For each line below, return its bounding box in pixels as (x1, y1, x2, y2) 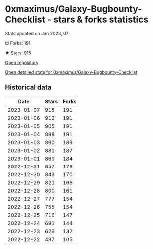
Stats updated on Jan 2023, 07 (5, 30, 69, 36)
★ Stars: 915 (5, 50, 31, 56)
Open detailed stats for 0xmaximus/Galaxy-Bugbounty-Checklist (5, 69, 138, 75)
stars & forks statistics (53, 14, 149, 25)
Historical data (5, 83, 52, 92)
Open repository (5, 59, 39, 65)
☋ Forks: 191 (5, 40, 31, 46)
